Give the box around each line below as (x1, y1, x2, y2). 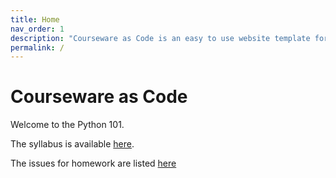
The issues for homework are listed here (10, 157, 177, 170)
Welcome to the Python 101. (10, 119, 125, 131)
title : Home (10, 14, 60, 25)
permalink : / (10, 42, 65, 53)
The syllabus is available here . (10, 138, 135, 150)
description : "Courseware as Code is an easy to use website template (10, 33, 311, 43)
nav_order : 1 (10, 24, 65, 34)
